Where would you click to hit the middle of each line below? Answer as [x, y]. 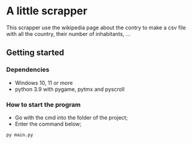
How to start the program [43, 105]
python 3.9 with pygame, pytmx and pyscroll [70, 89]
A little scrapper [47, 11]
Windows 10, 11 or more [44, 82]
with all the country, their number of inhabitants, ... [68, 33]
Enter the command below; [48, 124]
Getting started [35, 53]
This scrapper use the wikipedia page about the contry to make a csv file [96, 27]
